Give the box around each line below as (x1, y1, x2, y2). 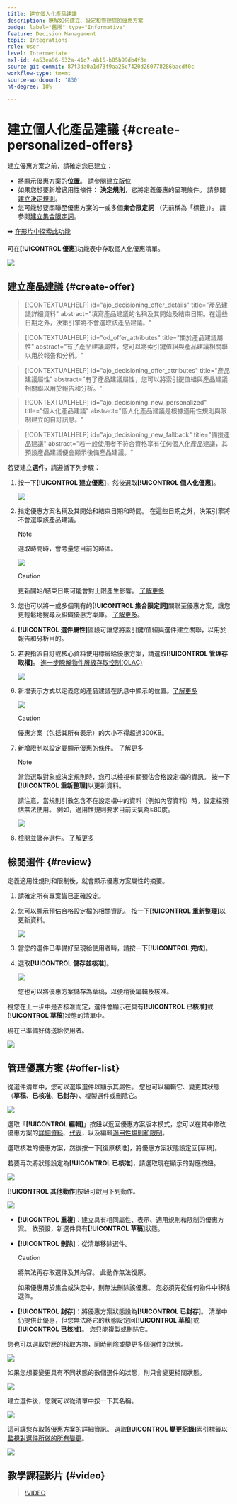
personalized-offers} (7, 138, 134, 153)
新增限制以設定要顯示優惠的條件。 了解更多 (17, 743, 144, 752)
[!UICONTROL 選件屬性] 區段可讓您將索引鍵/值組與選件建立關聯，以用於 (17, 625, 226, 634)
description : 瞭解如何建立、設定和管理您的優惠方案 (7, 17, 144, 24)
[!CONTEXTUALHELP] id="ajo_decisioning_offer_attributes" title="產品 (24, 366, 230, 374)
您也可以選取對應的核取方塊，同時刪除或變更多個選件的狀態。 (7, 1340, 187, 1348)
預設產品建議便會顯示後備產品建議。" (24, 448, 134, 456)
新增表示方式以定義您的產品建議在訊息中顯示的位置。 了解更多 (17, 687, 198, 695)
